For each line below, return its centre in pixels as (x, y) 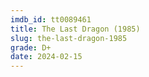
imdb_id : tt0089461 (51, 19)
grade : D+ (31, 47)
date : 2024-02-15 (46, 57)
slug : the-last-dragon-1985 (69, 38)
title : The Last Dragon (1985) (75, 29)
